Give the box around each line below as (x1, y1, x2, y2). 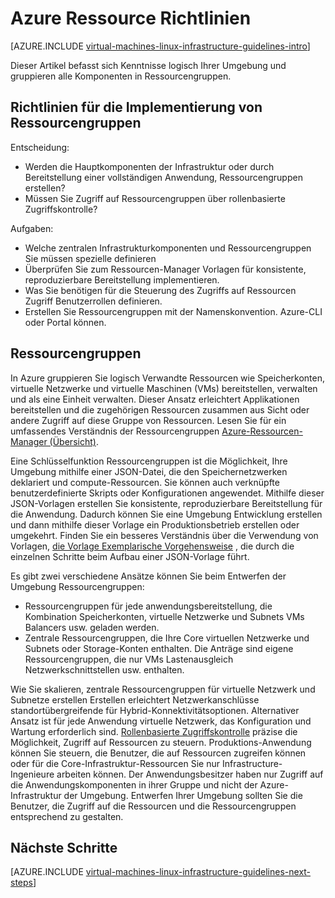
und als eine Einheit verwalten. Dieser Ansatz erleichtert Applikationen (10, 393, 300, 405)
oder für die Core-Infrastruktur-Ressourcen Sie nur (10, 757, 221, 769)
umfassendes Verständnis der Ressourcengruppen (10, 425, 220, 437)
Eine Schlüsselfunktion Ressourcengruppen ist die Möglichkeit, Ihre (10, 455, 288, 467)
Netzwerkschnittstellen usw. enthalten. (24, 663, 185, 676)
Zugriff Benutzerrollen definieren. (24, 295, 163, 307)
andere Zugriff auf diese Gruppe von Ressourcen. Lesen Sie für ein (10, 414, 287, 426)
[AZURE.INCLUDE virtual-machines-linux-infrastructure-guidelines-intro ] (10, 40, 311, 52)
